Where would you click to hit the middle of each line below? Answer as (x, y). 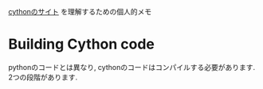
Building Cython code (82, 44)
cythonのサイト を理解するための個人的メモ (80, 12)
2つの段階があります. (43, 77)
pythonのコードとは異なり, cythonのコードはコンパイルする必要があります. (132, 67)
